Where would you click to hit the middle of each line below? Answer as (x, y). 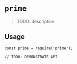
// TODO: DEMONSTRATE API (31, 57)
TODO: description (36, 21)
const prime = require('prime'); (39, 48)
